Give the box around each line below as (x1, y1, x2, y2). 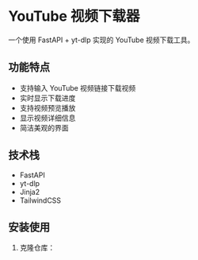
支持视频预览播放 (19, 103, 76, 112)
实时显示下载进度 (19, 93, 76, 103)
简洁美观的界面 (19, 122, 69, 132)
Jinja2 (19, 187, 40, 196)
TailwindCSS (19, 196, 62, 205)
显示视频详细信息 (19, 113, 76, 122)
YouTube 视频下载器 (8, 7, 140, 25)
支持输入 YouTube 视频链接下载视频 (19, 83, 136, 92)
